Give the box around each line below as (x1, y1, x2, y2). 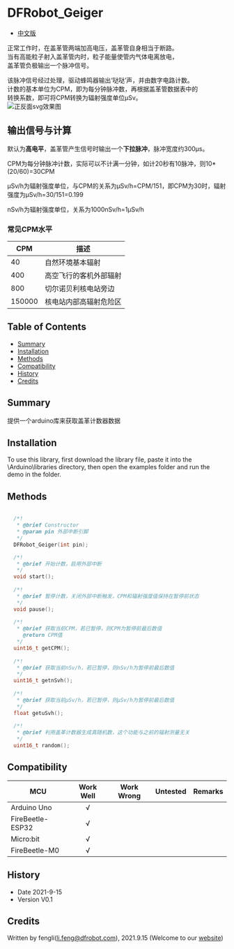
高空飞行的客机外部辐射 (45, 271, 122, 281)
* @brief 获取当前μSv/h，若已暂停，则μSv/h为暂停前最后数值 (16, 696, 175, 703)
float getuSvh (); (13, 709, 64, 716)
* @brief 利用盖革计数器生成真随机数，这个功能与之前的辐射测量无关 (16, 729, 190, 736)
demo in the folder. (7, 470, 61, 479)
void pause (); (13, 605, 54, 612)
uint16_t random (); (13, 742, 70, 749)
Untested (155, 786, 187, 796)
